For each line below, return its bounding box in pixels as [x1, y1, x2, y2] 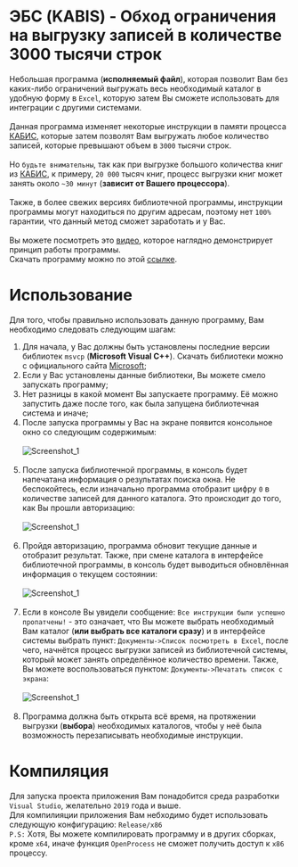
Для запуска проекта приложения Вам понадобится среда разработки [9, 790, 280, 801]
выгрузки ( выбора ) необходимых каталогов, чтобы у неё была [21, 720, 262, 731]
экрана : [21, 673, 49, 683]
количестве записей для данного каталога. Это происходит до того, [21, 492, 282, 503]
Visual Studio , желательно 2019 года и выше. [9, 800, 181, 811]
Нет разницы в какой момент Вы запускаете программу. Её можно [21, 388, 278, 399]
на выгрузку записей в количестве [9, 25, 282, 45]
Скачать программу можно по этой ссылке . [9, 253, 178, 264]
